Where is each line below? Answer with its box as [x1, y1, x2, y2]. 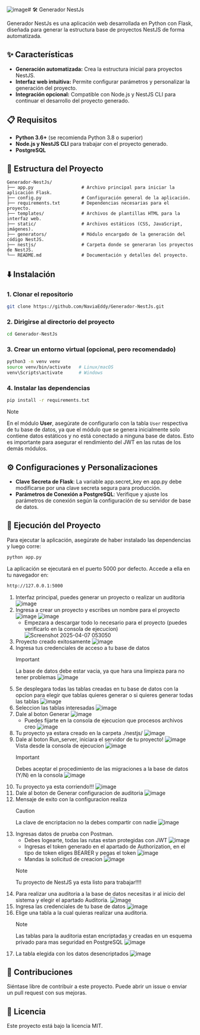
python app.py [7, 554, 42, 560]
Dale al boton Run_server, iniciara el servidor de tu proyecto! [15, 736, 164, 743]
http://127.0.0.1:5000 [7, 583, 63, 589]
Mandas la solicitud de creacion [24, 855, 103, 862]
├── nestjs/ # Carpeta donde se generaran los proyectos [7, 242, 194, 248]
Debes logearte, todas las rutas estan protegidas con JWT [24, 836, 168, 843]
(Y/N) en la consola [15, 771, 63, 778]
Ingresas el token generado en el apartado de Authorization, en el [24, 843, 186, 850]
